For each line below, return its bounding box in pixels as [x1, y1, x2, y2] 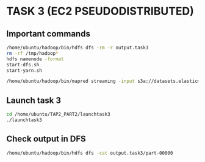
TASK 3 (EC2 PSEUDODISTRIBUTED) [6, 4, 194, 18]
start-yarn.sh [6, 67, 43, 74]
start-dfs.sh [6, 62, 40, 68]
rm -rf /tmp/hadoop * [6, 50, 59, 56]
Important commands [6, 29, 90, 39]
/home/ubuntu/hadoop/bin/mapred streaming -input [6, 78, 135, 85]
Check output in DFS [6, 134, 87, 144]
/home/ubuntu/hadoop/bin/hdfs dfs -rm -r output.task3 [6, 44, 149, 51]
